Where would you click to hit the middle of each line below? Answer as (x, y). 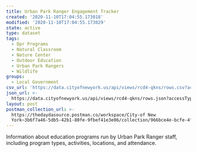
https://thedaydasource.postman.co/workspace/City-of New (84, 115)
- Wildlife (25, 71)
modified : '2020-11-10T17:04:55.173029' (56, 22)
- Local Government (35, 82)
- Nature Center (31, 55)
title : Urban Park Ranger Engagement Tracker (62, 11)
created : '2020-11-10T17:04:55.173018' (55, 17)
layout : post (22, 104)
